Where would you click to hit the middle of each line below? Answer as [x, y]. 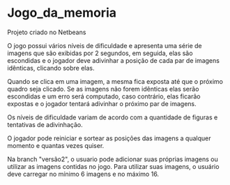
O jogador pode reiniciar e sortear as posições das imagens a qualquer [109, 138]
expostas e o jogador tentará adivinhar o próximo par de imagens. [102, 103]
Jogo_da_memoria [62, 13]
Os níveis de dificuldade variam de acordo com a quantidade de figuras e [113, 117]
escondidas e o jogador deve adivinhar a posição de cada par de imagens [113, 60]
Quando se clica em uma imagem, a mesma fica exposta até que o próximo [115, 81]
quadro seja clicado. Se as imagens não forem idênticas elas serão [103, 89]
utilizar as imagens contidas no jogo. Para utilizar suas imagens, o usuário [113, 166]
